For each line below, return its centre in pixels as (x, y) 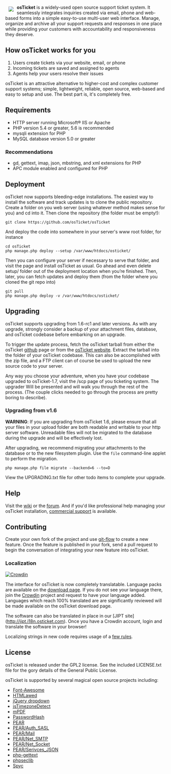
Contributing (26, 527)
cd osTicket (18, 246)
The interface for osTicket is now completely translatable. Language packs (83, 584)
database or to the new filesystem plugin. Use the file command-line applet (85, 453)
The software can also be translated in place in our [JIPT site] (70, 616)
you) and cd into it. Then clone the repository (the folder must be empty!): (83, 213)
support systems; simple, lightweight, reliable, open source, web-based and (85, 89)
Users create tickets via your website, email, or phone (69, 63)
